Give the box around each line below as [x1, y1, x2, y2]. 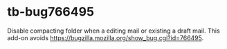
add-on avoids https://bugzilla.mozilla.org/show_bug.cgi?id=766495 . [7, 33, 204, 42]
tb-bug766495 [7, 4, 95, 20]
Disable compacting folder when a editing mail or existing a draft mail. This [7, 27, 220, 35]
